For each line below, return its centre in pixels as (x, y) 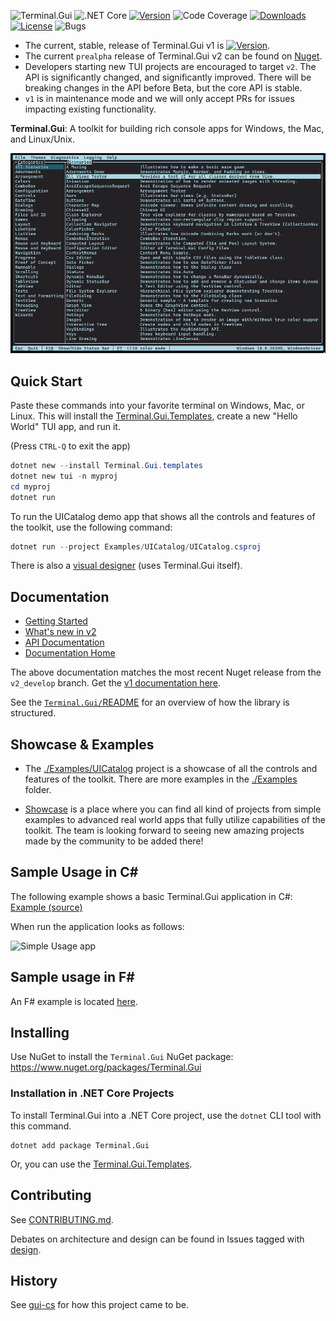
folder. (38, 790)
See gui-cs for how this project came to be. (100, 1305)
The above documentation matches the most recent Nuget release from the (166, 672)
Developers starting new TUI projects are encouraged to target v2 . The (170, 66)
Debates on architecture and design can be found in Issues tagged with (157, 1239)
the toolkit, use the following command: (91, 527)
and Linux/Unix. (42, 139)
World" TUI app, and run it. (65, 427)
